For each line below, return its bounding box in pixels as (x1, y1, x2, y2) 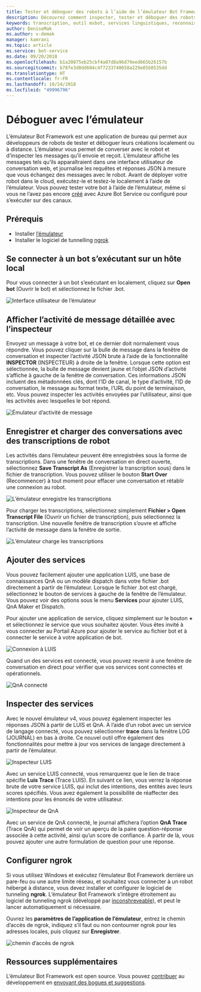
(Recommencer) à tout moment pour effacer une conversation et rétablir (6, 477, 184, 484)
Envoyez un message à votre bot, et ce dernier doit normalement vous (6, 340, 179, 347)
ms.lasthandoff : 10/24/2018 (6, 82, 77, 88)
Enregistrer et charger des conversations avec (6, 426, 183, 436)
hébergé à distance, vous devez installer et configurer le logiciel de (6, 884, 172, 891)
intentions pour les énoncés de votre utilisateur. (6, 796, 124, 803)
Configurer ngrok (6, 856, 72, 866)
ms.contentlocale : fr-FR (6, 76, 68, 82)
